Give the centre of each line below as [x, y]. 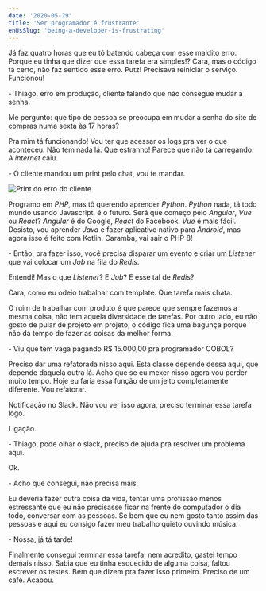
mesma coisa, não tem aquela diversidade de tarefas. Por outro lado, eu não [133, 317]
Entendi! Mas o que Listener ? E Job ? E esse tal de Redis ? [101, 277]
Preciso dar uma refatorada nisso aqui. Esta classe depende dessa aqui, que [133, 364]
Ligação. [23, 429]
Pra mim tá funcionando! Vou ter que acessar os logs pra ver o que [118, 141]
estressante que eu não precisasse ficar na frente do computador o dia [125, 507]
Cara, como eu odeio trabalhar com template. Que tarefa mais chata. [120, 293]
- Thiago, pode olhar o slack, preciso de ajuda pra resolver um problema [127, 444]
